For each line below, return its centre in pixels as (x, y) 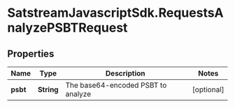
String (48, 89)
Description (125, 73)
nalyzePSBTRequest (67, 28)
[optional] (208, 89)
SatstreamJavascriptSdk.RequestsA (115, 13)
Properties (31, 54)
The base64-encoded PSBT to (116, 85)
